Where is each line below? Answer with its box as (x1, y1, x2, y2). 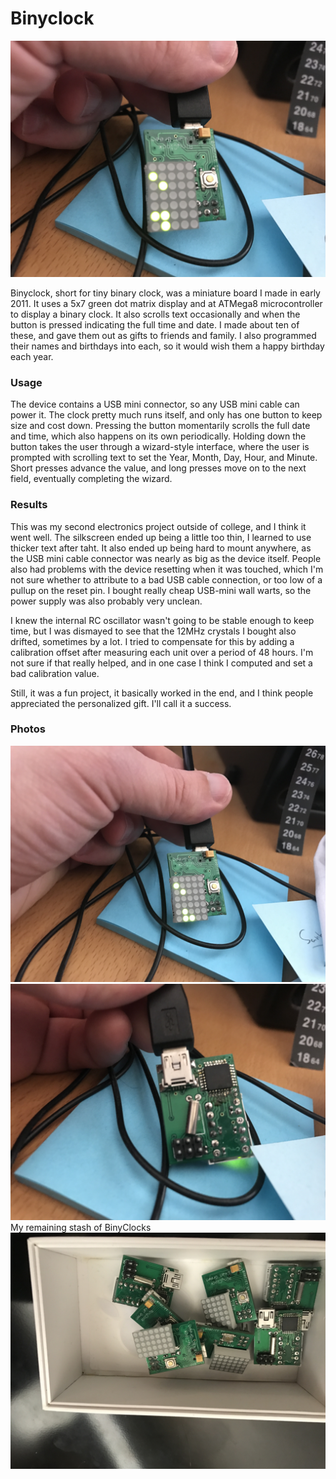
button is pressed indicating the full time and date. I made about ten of (10, 318, 300, 331)
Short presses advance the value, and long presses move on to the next (10, 462, 307, 474)
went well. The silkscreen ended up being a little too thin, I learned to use (10, 531, 312, 543)
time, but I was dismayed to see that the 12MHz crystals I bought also (10, 625, 297, 637)
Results (10, 498, 48, 512)
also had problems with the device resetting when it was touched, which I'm (10, 563, 324, 575)
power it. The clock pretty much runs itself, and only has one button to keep (10, 409, 323, 421)
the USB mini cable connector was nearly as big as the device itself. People (10, 552, 322, 564)
